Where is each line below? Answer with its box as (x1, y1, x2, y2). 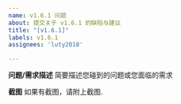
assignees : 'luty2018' (8, 41, 83, 49)
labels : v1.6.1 (8, 33, 59, 42)
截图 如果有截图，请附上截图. (8, 87, 103, 97)
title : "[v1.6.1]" (8, 26, 69, 34)
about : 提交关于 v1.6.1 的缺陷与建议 (8, 19, 121, 27)
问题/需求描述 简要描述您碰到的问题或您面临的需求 (8, 70, 173, 80)
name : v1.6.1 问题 (8, 11, 67, 20)
